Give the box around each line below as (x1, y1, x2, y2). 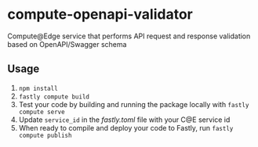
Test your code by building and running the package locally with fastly (18, 99, 249, 109)
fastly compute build (18, 92, 89, 101)
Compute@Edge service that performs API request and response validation (7, 31, 251, 41)
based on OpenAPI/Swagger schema (7, 39, 127, 48)
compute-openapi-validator (7, 5, 193, 23)
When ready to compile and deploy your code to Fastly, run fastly (18, 123, 234, 132)
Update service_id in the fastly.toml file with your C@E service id (18, 115, 231, 124)
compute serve (18, 108, 65, 116)
